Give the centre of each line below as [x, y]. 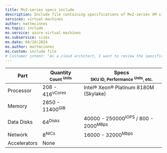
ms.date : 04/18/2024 [27, 42]
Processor [20, 91]
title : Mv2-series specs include [40, 10]
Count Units [61, 79]
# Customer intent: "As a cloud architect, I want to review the [74, 56]
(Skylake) [95, 94]
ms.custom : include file [31, 51]
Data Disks [20, 122]
